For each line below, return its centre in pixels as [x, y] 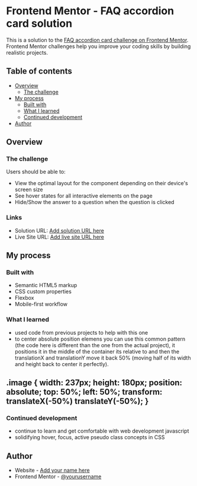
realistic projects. [27, 52]
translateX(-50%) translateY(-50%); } [77, 401]
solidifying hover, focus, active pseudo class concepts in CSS [90, 437]
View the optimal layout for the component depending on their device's [101, 183]
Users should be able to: [36, 172]
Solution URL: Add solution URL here [59, 230]
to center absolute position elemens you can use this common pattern [100, 339]
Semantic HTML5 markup [46, 285]
